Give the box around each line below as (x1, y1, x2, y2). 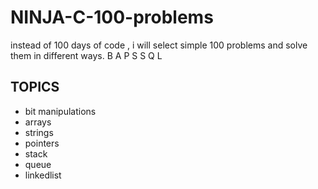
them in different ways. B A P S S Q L (10, 49, 163, 61)
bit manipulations (24, 105, 97, 117)
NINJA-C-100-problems (10, 6, 214, 29)
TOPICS (10, 79, 60, 96)
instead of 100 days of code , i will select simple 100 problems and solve (10, 39, 308, 51)
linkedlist (24, 169, 62, 181)
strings (24, 126, 54, 138)
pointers (24, 137, 60, 149)
